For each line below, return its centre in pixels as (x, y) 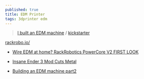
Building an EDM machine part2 (44, 71)
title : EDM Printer (25, 14)
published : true (22, 10)
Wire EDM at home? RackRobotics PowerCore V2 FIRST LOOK (75, 52)
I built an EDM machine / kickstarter (54, 33)
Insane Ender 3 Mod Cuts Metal (44, 62)
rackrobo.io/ (18, 42)
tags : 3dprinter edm (26, 19)
